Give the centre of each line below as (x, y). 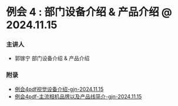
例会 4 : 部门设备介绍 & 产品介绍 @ (89, 12)
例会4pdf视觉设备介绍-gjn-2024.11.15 (59, 89)
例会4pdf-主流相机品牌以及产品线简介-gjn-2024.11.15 (78, 96)
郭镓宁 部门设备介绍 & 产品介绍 (52, 58)
